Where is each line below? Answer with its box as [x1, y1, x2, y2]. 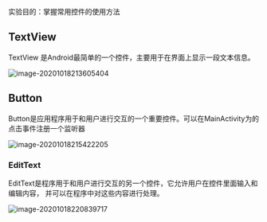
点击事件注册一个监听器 [8, 123, 85, 133]
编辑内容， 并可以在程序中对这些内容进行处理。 [8, 188, 164, 197]
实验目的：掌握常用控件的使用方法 [8, 7, 120, 16]
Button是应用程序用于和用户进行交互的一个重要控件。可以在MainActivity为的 [8, 114, 259, 123]
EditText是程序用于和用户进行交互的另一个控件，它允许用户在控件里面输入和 [8, 178, 258, 188]
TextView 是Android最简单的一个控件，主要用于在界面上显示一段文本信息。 [8, 53, 255, 62]
